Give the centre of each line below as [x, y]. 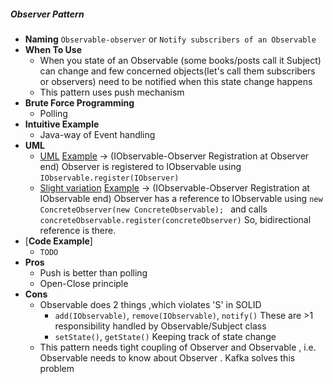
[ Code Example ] [58, 241]
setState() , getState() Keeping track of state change [165, 336]
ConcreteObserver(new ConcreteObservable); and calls [153, 209]
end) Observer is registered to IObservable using [140, 166]
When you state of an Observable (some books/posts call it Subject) [180, 60]
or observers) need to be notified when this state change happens [176, 81]
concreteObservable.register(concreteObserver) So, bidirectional [175, 219]
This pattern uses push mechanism [112, 92]
